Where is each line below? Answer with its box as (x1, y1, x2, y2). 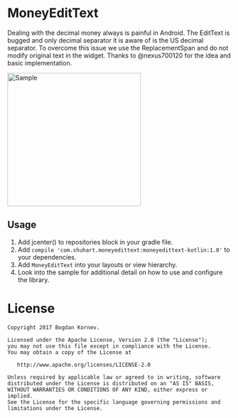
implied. (7, 392, 33, 400)
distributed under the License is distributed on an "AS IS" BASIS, (7, 380, 215, 387)
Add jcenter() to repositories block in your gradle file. (17, 237, 173, 246)
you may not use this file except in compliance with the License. (7, 343, 212, 350)
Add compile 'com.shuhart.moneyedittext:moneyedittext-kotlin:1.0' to (17, 245, 230, 254)
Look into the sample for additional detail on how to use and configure (17, 268, 223, 277)
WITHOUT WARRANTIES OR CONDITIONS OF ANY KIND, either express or (7, 386, 208, 393)
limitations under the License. (7, 404, 103, 412)
